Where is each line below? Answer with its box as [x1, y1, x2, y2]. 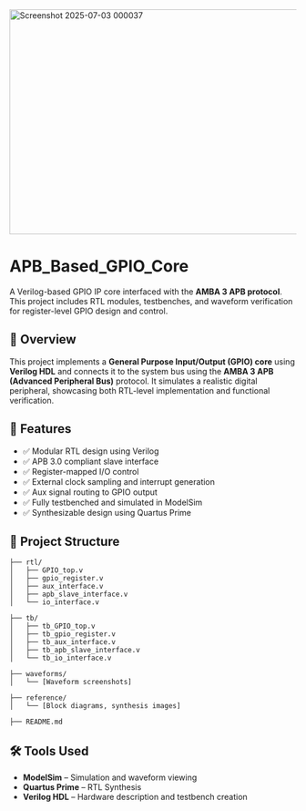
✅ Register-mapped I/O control [22, 466, 139, 477]
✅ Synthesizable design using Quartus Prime [22, 507, 192, 518]
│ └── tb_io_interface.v [9, 653, 112, 663]
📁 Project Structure [9, 533, 120, 549]
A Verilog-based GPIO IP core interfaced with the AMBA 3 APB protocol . [9, 286, 282, 297]
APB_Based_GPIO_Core [9, 256, 189, 277]
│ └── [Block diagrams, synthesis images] [9, 702, 181, 711]
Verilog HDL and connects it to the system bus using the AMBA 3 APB [9, 365, 274, 376]
